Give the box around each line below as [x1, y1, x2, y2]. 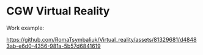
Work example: [6, 24, 45, 31]
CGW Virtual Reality [6, 4, 110, 18]
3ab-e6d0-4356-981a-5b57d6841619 [6, 42, 101, 50]
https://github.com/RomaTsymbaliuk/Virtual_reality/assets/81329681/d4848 [6, 36, 197, 43]
